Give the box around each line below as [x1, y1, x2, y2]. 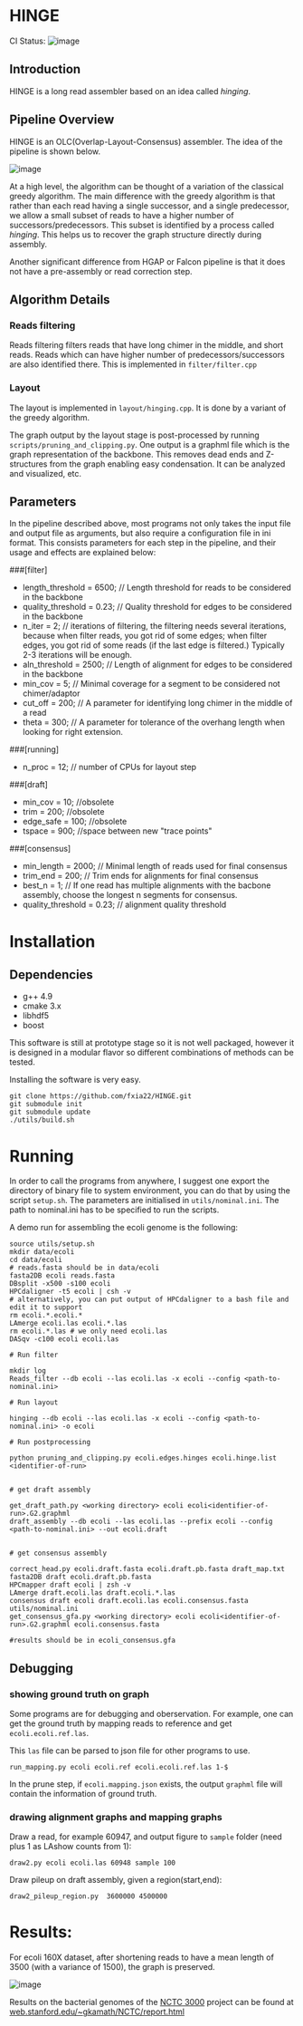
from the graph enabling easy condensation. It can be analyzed [49, 458, 286, 469]
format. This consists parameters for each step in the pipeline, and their [9, 537, 277, 548]
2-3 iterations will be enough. [22, 650, 133, 661]
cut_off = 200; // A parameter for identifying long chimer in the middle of [22, 698, 293, 709]
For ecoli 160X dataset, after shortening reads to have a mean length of [9, 1952, 274, 1963]
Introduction [9, 62, 81, 77]
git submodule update [9, 1107, 91, 1117]
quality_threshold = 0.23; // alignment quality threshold [22, 899, 227, 911]
